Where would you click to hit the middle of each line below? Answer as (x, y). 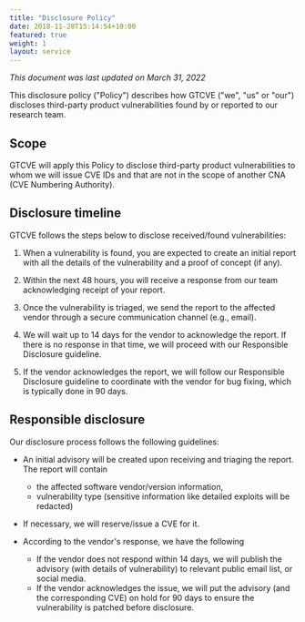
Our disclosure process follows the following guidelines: (115, 442)
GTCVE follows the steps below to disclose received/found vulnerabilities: (148, 235)
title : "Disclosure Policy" (63, 18)
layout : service (40, 52)
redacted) (55, 505)
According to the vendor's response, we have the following (133, 541)
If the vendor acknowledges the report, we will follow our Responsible (153, 372)
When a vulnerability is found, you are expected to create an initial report (159, 252)
